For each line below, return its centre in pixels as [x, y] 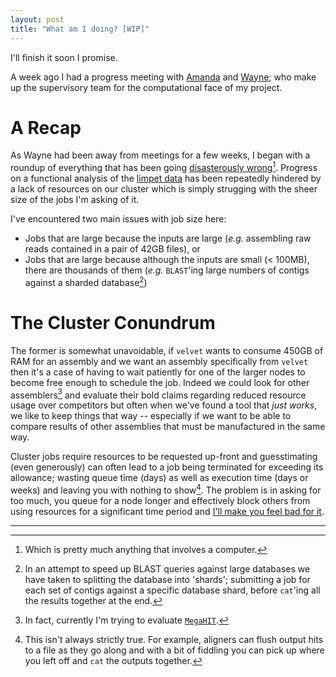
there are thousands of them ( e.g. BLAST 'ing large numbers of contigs [167, 270]
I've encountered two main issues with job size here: [118, 219]
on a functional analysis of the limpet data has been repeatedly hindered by [166, 178]
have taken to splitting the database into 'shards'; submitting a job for [167, 579]
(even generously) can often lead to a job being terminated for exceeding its [167, 467]
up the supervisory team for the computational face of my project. [146, 87]
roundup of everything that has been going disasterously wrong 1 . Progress [164, 167]
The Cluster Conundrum [113, 322]
